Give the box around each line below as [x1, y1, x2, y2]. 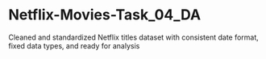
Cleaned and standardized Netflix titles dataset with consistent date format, [8, 32, 260, 42]
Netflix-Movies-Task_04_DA [8, 6, 202, 24]
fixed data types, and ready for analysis [8, 40, 140, 50]
